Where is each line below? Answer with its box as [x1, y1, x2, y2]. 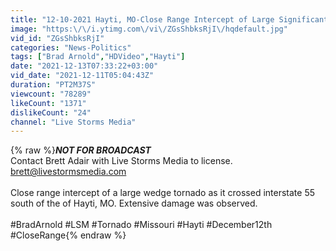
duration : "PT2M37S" [10, 80, 97, 90]
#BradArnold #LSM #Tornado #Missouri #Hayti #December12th [10, 219, 273, 231]
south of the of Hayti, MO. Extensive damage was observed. [10, 197, 258, 210]
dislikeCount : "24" [10, 107, 92, 118]
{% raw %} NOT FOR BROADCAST [10, 144, 152, 156]
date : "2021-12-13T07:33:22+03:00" [10, 61, 159, 71]
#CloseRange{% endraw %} [10, 229, 127, 241]
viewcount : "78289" [10, 89, 92, 99]
